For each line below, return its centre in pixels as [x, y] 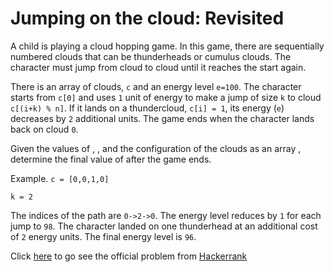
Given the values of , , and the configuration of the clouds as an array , [156, 148]
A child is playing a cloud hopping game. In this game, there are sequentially [167, 46]
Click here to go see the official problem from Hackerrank [129, 256]
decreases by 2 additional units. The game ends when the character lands [162, 118]
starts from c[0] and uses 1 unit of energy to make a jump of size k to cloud [166, 97]
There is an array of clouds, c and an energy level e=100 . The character [156, 86]
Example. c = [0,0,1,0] [60, 178]
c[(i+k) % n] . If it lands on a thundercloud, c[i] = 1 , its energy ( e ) [147, 108]
